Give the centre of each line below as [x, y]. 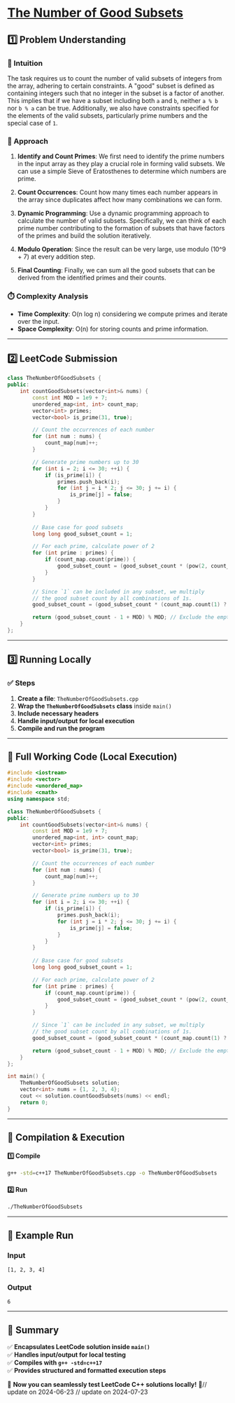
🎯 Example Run [41, 1235]
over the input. [38, 322]
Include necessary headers [58, 713]
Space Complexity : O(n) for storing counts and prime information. [113, 329]
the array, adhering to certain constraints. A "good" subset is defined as [111, 85]
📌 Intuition [25, 63]
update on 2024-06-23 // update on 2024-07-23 [78, 1392]
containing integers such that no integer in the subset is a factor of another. [116, 93]
